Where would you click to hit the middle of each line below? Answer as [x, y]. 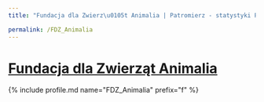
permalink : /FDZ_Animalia [50, 29]
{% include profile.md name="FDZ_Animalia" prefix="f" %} [103, 90]
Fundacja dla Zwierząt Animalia [113, 68]
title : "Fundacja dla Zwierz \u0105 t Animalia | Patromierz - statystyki [130, 15]
